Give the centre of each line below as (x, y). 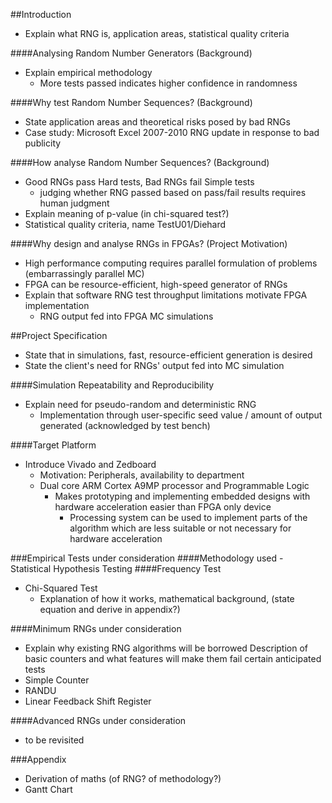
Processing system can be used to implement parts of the (188, 517)
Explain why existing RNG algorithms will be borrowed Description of (166, 648)
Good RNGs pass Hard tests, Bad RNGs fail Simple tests (139, 182)
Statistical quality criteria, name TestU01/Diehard (125, 224)
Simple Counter (57, 680)
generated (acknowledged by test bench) (125, 425)
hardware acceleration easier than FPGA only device (163, 507)
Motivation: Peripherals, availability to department (142, 475)
